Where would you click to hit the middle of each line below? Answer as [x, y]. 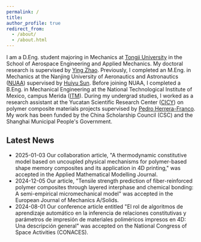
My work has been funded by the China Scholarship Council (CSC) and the [100, 115]
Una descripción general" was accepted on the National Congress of [101, 226]
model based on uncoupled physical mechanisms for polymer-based [101, 162]
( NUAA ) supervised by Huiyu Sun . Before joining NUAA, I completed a [94, 83]
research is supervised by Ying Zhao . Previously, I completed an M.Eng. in [99, 70]
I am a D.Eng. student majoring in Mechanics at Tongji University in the [94, 57]
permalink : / [23, 12]
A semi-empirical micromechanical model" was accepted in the [94, 194]
